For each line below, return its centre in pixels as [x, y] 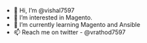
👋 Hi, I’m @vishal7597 [44, 10]
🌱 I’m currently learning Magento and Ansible [77, 25]
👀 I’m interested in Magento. [53, 17]
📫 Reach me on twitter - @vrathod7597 [69, 32]
